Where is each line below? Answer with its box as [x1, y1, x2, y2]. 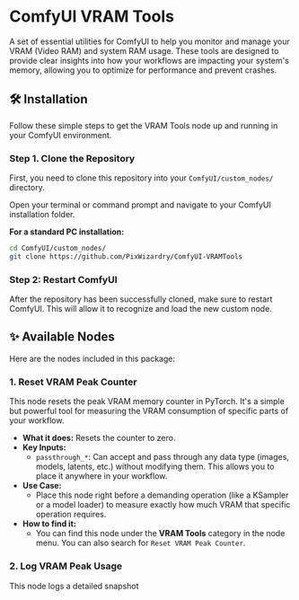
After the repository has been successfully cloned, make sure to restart [9, 294, 273, 304]
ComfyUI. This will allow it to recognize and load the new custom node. [9, 304, 272, 314]
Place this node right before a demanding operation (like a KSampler [35, 490, 289, 500]
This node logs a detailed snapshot [9, 580, 139, 591]
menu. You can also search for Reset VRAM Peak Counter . [35, 537, 246, 549]
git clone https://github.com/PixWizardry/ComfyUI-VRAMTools [9, 251, 243, 261]
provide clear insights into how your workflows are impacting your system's [9, 55, 290, 66]
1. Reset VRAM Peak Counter [9, 375, 137, 388]
